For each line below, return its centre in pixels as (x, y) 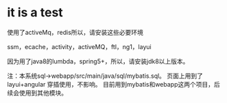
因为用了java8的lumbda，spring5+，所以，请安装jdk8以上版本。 (98, 61)
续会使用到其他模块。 (37, 93)
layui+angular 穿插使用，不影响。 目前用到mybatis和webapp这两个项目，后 (114, 84)
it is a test (35, 13)
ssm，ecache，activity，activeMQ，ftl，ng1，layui (80, 46)
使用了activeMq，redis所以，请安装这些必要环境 (75, 32)
